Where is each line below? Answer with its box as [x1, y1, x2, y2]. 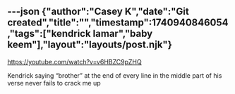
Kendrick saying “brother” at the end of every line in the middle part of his [7, 71, 222, 80]
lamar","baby [92, 28, 153, 40]
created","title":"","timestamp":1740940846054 [7, 17, 229, 29]
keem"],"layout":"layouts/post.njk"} [7, 39, 173, 51]
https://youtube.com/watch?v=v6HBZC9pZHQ [7, 57, 143, 66]
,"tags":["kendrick [7, 28, 91, 40]
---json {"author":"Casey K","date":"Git [7, 6, 189, 18]
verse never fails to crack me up [7, 78, 101, 87]
